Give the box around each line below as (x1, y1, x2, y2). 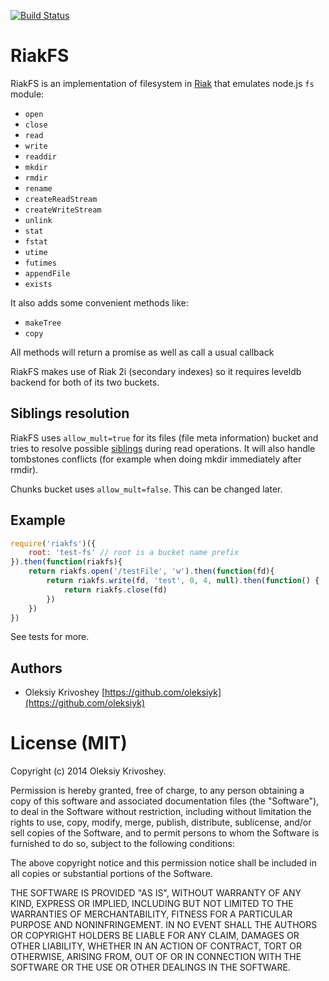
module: (10, 88, 45, 100)
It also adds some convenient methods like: (10, 296, 189, 309)
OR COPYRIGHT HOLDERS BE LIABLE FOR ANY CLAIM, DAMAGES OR (10, 930, 300, 942)
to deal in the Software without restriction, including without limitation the (10, 806, 312, 818)
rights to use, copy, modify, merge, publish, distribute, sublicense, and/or (10, 816, 312, 829)
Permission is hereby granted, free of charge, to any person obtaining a (10, 785, 305, 797)
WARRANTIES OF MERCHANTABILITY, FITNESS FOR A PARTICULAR (10, 908, 293, 920)
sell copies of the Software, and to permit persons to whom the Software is (10, 827, 320, 839)
